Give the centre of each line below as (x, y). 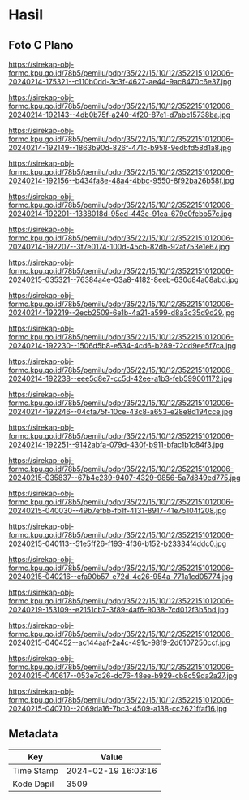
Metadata (33, 734)
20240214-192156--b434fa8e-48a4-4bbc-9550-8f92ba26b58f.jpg (121, 181)
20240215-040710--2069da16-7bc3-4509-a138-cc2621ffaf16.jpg (118, 709)
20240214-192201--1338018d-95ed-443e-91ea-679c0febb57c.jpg (120, 214)
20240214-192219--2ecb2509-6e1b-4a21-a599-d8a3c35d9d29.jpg (122, 313)
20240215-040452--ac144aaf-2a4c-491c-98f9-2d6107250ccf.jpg (120, 642)
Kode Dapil (33, 784)
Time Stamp (36, 771)
